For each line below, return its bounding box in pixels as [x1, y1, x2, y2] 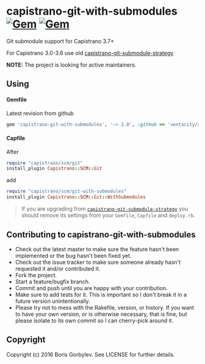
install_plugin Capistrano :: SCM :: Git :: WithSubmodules [6, 194, 146, 200]
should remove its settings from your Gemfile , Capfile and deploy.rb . [21, 212, 195, 219]
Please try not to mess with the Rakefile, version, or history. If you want [15, 304, 194, 311]
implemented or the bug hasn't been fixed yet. [15, 252, 132, 259]
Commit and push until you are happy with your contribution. [15, 284, 168, 291]
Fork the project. [15, 271, 57, 278]
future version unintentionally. [15, 297, 90, 305]
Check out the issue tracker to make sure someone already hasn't [15, 258, 181, 266]
